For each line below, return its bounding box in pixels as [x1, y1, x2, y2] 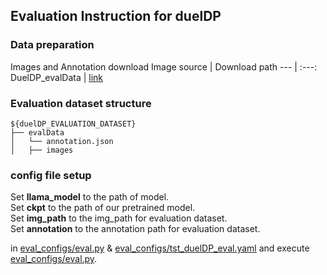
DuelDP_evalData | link [10, 71, 104, 83]
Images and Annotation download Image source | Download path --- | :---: [10, 60, 318, 73]
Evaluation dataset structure [10, 96, 152, 110]
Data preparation [10, 38, 95, 52]
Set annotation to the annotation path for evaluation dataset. [10, 223, 261, 235]
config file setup [10, 168, 92, 182]
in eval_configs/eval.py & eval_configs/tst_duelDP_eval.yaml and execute [10, 242, 310, 254]
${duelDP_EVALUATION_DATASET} [10, 119, 137, 129]
